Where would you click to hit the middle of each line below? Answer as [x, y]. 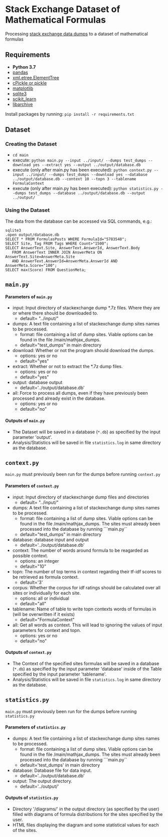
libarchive [23, 104]
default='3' [31, 582]
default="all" [33, 603]
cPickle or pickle [30, 83]
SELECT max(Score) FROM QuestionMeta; [46, 270]
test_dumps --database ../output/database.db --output [87, 193]
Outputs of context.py [28, 652]
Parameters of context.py [32, 485]
